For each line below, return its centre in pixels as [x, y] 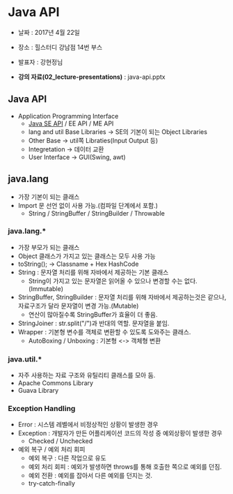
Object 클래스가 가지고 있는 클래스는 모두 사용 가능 [87, 256]
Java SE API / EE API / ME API [71, 123]
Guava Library [38, 391]
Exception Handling [42, 409]
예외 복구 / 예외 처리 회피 [51, 449]
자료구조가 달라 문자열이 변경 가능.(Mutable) [78, 306]
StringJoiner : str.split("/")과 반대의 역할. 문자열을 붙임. [94, 323]
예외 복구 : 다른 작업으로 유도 [67, 458]
